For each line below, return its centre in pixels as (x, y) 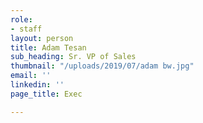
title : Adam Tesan (48, 47)
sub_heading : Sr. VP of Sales (73, 57)
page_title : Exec (46, 94)
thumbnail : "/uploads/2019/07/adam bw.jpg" (102, 66)
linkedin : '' (37, 85)
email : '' (31, 76)
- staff (26, 29)
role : (21, 19)
